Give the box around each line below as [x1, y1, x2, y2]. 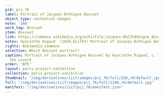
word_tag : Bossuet [5, 25, 42, 30]
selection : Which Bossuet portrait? [5, 48, 80, 53]
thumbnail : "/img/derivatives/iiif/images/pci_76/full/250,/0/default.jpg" [5, 75, 163, 80]
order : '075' [5, 62, 32, 67]
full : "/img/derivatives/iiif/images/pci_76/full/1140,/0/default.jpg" [5, 80, 154, 85]
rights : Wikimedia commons [5, 44, 60, 48]
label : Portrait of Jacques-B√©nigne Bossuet [5, 12, 99, 17]
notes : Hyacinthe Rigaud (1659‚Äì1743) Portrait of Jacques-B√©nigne [5, 39, 152, 44]
